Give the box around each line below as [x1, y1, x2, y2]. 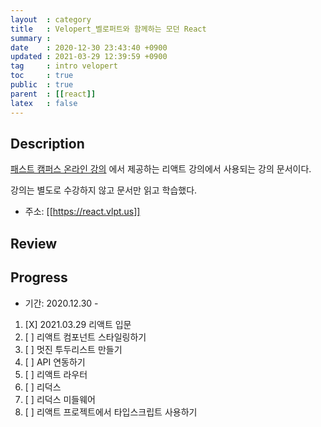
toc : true [10, 71, 74, 81]
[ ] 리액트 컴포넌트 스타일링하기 [24, 331, 147, 343]
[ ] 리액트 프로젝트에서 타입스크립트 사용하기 [24, 406, 198, 418]
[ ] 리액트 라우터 [24, 368, 88, 380]
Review [10, 235, 58, 252]
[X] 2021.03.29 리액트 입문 [24, 318, 132, 330]
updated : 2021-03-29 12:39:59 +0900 [10, 52, 168, 62]
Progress [10, 269, 68, 286]
